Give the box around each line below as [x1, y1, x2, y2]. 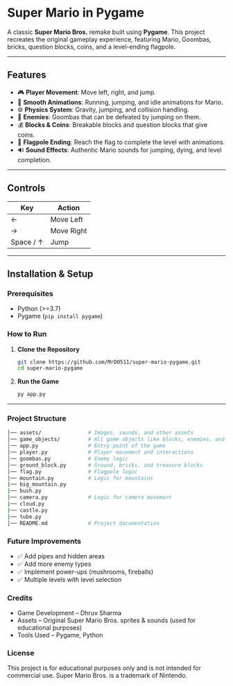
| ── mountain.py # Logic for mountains [7, 474, 154, 481]
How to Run [7, 329, 47, 339]
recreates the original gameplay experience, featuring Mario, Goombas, [7, 35, 212, 43]
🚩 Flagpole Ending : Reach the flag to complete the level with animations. [17, 137, 225, 146]
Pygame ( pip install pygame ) [17, 312, 103, 320]
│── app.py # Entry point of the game [7, 443, 166, 449]
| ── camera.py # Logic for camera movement [7, 494, 172, 501]
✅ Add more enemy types [17, 560, 92, 568]
